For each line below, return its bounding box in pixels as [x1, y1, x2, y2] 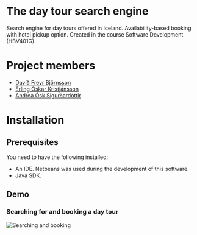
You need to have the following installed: [6, 153, 109, 161]
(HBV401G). [6, 37, 37, 44]
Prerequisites [6, 137, 59, 147]
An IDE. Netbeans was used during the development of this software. [15, 165, 189, 172]
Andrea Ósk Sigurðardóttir [15, 91, 81, 99]
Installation [6, 113, 65, 127]
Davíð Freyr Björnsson [15, 79, 71, 86]
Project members [6, 59, 96, 72]
